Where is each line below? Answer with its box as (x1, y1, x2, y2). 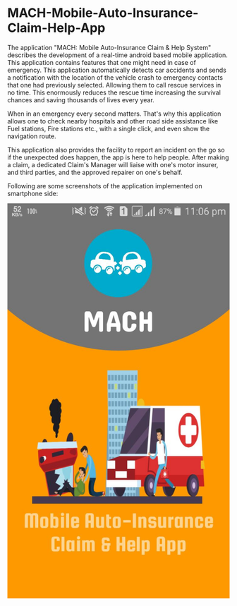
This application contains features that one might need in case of (7, 58, 196, 66)
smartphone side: (7, 189, 59, 198)
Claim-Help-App (7, 20, 106, 36)
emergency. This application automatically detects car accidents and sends (7, 66, 227, 74)
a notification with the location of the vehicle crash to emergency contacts (7, 73, 224, 82)
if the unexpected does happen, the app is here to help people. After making (7, 153, 229, 162)
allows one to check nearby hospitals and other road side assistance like (7, 116, 219, 125)
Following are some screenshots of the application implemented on (7, 181, 202, 190)
